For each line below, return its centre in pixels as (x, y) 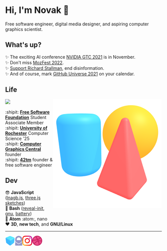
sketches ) (15, 203)
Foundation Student (26, 117)
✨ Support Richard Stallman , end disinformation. (55, 68)
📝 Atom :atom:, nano (26, 219)
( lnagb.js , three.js (23, 198)
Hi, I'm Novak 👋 (37, 10)
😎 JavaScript (19, 192)
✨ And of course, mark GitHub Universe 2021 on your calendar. (70, 74)
